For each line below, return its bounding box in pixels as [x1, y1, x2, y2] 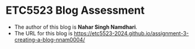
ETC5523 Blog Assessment [5, 4, 145, 17]
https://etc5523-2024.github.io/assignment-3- [74, 29, 190, 36]
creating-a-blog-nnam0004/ [14, 36, 85, 43]
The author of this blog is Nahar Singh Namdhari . [14, 23, 137, 30]
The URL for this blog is [14, 29, 73, 36]
